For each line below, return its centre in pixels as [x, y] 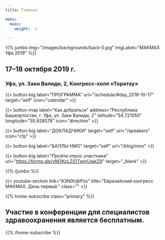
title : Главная [21, 10]
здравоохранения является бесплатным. [75, 220]
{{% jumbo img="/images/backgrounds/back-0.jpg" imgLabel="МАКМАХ [82, 48]
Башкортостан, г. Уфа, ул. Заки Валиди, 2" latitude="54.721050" [74, 115]
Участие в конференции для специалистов [78, 212]
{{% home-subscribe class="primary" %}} [50, 196]
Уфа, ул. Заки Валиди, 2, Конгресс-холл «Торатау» [72, 84]
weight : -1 [26, 29]
